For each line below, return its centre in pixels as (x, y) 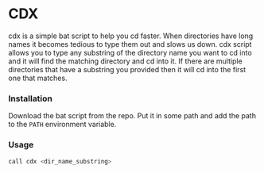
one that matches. (38, 78)
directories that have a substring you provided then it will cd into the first (127, 69)
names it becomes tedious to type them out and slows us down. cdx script (130, 44)
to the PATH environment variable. (62, 125)
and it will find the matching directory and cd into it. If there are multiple (125, 61)
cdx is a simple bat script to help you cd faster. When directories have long (131, 36)
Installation (31, 98)
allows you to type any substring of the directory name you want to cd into (130, 52)
